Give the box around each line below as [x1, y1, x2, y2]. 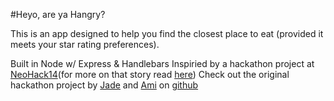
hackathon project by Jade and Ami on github [10, 79, 199, 91]
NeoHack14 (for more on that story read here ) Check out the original [10, 69, 290, 80]
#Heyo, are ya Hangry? [10, 9, 106, 20]
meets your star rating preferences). [10, 39, 160, 50]
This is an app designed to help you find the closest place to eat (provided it [10, 28, 324, 39]
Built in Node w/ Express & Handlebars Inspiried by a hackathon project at [10, 58, 315, 69]
